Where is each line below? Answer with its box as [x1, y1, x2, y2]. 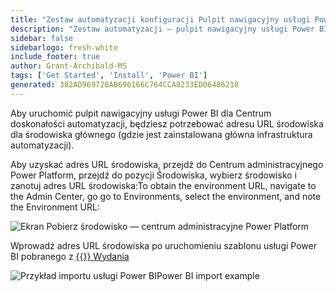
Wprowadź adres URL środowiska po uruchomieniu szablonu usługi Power [10, 239, 317, 251]
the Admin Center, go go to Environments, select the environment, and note [10, 190, 322, 202]
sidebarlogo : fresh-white [10, 42, 118, 53]
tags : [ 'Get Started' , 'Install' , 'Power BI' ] [10, 71, 208, 81]
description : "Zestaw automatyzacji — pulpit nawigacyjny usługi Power [10, 24, 315, 34]
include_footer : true [10, 52, 101, 62]
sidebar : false [10, 33, 74, 43]
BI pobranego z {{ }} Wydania [10, 250, 130, 262]
